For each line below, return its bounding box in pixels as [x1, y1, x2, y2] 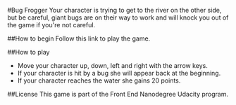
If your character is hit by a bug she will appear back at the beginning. [17, 69, 221, 77]
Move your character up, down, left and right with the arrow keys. [17, 62, 208, 69]
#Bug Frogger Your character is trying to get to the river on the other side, [7, 6, 222, 14]
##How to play [7, 48, 50, 56]
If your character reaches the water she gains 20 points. [17, 76, 181, 85]
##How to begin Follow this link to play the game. [7, 34, 151, 43]
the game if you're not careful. [7, 21, 96, 29]
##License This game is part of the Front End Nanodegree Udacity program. [7, 90, 229, 98]
